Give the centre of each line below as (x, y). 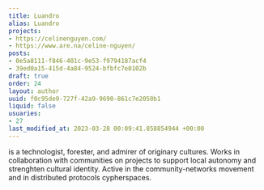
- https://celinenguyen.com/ (57, 38)
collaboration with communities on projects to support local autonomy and (132, 160)
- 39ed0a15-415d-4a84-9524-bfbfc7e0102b (78, 69)
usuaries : (25, 114)
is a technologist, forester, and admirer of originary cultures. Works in (124, 151)
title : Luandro (34, 16)
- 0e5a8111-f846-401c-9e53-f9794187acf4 (78, 61)
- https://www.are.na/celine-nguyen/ (72, 46)
